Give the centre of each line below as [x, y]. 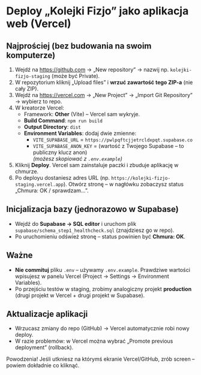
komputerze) [31, 55]
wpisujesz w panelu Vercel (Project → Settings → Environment [92, 276]
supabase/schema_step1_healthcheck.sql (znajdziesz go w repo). [94, 230]
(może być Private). [76, 76]
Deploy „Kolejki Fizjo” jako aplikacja [97, 11]
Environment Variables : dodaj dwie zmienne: [80, 133]
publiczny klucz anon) [60, 152]
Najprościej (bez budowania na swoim [79, 46]
